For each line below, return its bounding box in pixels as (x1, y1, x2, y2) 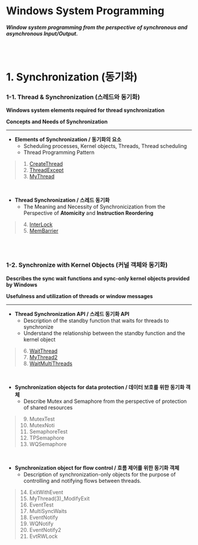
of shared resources (23, 404, 73, 411)
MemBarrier (29, 227, 59, 234)
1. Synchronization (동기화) (6, 70, 138, 84)
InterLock (29, 221, 53, 228)
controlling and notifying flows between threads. (23, 477, 141, 484)
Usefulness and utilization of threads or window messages (6, 292, 153, 299)
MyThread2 (29, 353, 58, 360)
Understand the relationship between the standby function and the (23, 330, 186, 337)
